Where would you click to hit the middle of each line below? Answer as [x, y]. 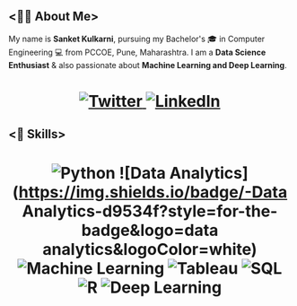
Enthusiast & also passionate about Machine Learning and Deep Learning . [148, 65]
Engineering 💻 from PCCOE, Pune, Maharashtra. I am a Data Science [137, 52]
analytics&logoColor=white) [150, 249]
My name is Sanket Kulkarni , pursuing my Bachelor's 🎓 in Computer [137, 39]
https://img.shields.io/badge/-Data [153, 192]
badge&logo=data [150, 230]
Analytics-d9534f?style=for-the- [150, 211]
